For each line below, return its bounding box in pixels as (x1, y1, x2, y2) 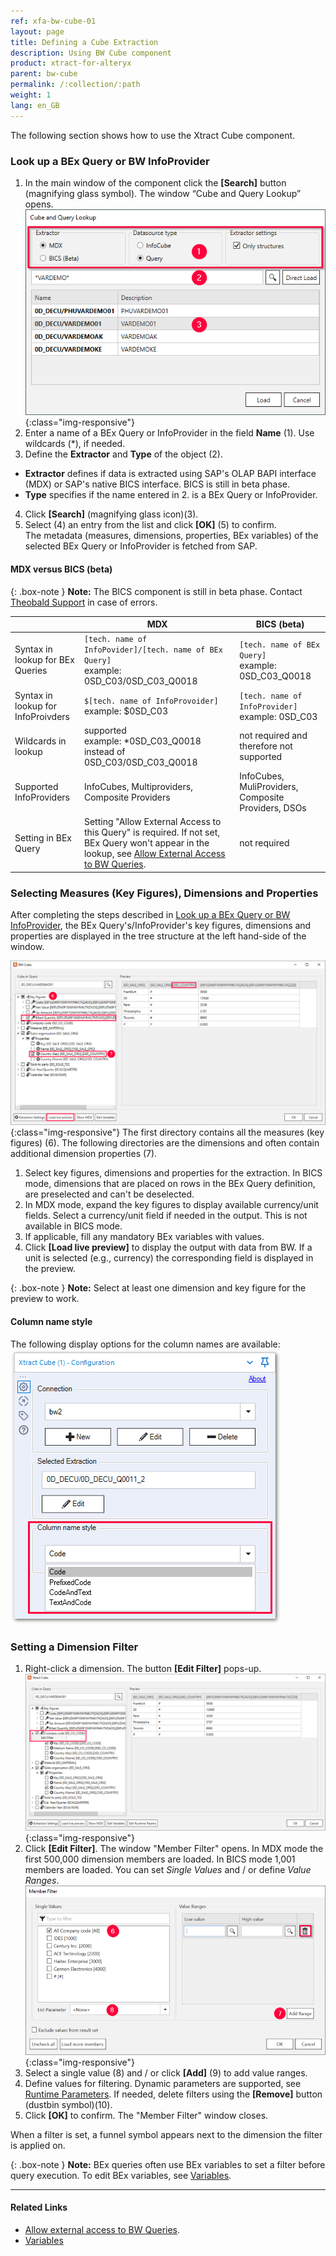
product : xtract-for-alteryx (10, 58, 132, 69)
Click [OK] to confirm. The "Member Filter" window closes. (24, 2109, 269, 2121)
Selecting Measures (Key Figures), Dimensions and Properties (10, 886, 319, 900)
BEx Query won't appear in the (83, 837, 210, 849)
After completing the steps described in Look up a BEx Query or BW (10, 909, 291, 921)
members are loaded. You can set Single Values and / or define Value (24, 1864, 312, 1876)
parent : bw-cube (10, 69, 78, 79)
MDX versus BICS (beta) (10, 563, 113, 575)
